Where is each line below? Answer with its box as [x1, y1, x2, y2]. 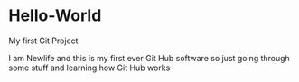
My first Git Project [8, 35, 79, 46]
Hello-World [8, 5, 102, 26]
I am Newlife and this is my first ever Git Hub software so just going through [8, 52, 290, 63]
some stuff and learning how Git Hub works [8, 62, 171, 73]
